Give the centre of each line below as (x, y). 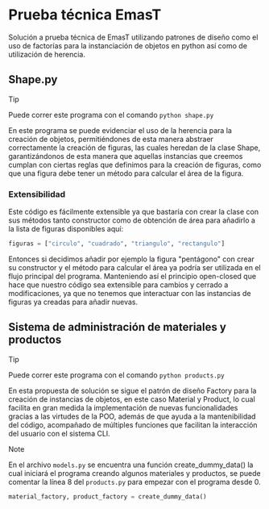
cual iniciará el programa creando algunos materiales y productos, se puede (134, 473)
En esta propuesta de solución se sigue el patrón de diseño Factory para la (132, 390)
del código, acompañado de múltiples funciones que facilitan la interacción (133, 424)
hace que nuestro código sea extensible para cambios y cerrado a (118, 285)
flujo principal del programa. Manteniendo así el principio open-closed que (132, 276)
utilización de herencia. (47, 54)
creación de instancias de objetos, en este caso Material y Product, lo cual (132, 399)
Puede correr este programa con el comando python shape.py (111, 115)
